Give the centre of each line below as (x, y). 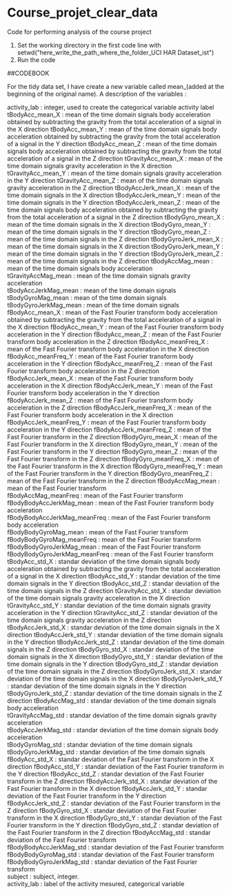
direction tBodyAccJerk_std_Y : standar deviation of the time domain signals (115, 634)
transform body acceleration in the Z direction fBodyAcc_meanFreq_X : (108, 341)
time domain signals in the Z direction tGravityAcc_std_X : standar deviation (114, 590)
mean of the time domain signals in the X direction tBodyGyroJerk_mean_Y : (115, 246)
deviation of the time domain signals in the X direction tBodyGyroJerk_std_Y (115, 678)
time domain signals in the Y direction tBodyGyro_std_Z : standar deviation (113, 664)
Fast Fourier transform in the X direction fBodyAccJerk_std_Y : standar (107, 788)
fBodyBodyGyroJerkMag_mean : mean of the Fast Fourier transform (104, 547)
